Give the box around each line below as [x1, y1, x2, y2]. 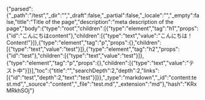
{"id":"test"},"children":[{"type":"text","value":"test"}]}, [6, 52, 144, 59]
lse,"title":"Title [6, 18, 44, 25]
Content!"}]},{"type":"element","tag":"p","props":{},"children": [6, 39, 162, 46]
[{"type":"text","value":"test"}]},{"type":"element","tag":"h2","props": [6, 45, 180, 53]
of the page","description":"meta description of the [45, 18, 174, 25]
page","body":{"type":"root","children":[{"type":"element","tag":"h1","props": [6, 25, 199, 32]
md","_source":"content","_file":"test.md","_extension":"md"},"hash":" [12, 80, 187, 88]
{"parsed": [6, 6, 34, 12]
